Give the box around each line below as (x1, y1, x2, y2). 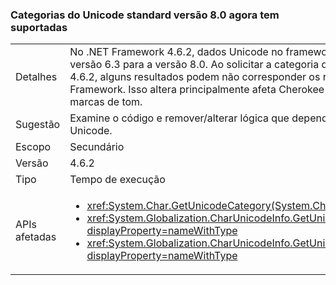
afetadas (15, 230, 57, 244)
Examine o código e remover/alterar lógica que (69, 111, 290, 125)
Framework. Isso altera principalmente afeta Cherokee (69, 83, 325, 97)
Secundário (69, 140, 125, 154)
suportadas (10, 20, 68, 34)
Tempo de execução (69, 173, 166, 187)
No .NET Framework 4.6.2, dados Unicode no (69, 45, 284, 59)
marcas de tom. (69, 95, 143, 109)
